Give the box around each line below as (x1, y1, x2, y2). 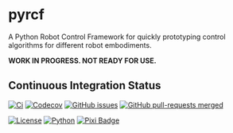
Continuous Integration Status (8, 79, 161, 92)
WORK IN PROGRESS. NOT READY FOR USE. (8, 56, 157, 65)
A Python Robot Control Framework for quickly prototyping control (8, 32, 226, 41)
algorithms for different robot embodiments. (8, 40, 153, 49)
